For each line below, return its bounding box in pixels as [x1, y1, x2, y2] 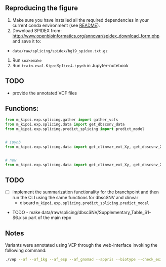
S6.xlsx [12, 215, 28, 221]
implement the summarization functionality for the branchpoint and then [12, 189, 159, 195]
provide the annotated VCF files [12, 90, 77, 96]
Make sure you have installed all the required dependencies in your [12, 17, 149, 23]
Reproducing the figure [5, 4, 78, 12]
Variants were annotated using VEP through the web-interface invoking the [5, 242, 158, 248]
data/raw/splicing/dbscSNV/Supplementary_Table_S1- [41, 210, 152, 216]
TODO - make [12, 210, 41, 216]
